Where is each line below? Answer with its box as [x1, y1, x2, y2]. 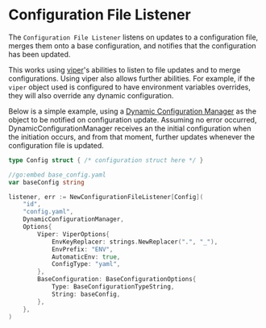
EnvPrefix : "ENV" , [51, 245, 114, 253]
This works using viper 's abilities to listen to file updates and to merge [8, 64, 241, 74]
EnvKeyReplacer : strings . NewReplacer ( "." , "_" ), [51, 238, 218, 246]
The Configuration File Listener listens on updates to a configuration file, [8, 32, 259, 42]
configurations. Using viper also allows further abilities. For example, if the [8, 73, 256, 83]
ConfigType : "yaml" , [51, 260, 121, 268]
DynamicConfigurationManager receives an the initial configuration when [8, 123, 251, 133]
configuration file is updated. [8, 140, 105, 150]
